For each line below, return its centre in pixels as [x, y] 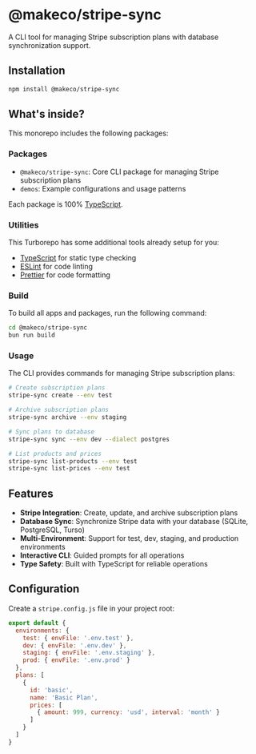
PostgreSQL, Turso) [52, 530]
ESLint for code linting [56, 267]
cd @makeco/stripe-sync [48, 328]
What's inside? [47, 114]
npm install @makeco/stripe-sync [64, 89]
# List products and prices [55, 454]
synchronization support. [50, 45]
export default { [37, 623]
